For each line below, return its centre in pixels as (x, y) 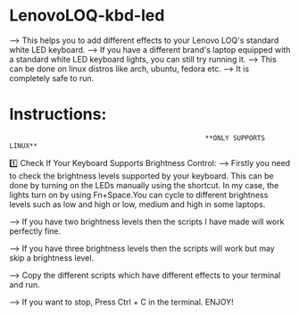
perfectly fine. (35, 231)
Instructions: (58, 115)
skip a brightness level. (52, 258)
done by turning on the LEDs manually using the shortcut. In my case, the (144, 185)
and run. (25, 284)
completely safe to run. (52, 78)
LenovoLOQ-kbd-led (87, 16)
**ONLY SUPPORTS (235, 138)
